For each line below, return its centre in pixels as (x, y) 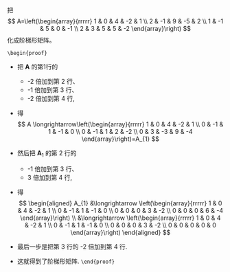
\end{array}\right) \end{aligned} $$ (120, 232)
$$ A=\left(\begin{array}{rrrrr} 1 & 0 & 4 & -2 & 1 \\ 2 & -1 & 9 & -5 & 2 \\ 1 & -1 (115, 21)
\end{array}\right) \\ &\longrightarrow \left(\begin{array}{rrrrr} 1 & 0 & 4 (120, 218)
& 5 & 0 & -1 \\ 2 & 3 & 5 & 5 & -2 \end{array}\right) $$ (115, 29)
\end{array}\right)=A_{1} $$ (120, 139)
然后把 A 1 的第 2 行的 (47, 154)
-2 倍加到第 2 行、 (53, 81)
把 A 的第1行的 (37, 67)
